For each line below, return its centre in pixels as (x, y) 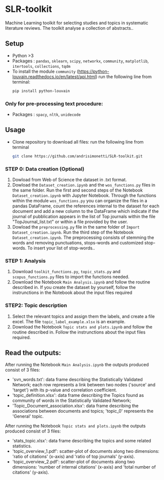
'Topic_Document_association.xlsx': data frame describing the (75, 406)
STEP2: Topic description (36, 305)
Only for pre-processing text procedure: (54, 103)
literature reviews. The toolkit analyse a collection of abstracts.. (69, 28)
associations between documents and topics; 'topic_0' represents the (83, 411)
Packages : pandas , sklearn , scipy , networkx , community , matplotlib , (81, 61)
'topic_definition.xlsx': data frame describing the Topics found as (78, 395)
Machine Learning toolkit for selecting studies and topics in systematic (77, 23)
